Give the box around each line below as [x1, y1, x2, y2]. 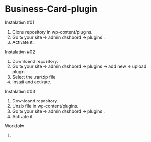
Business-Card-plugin [5, 3, 98, 15]
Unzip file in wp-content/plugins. [12, 103, 79, 109]
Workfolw [5, 123, 24, 129]
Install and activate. [12, 79, 52, 85]
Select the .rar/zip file [12, 74, 56, 80]
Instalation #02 [5, 49, 35, 55]
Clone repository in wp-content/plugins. [12, 29, 93, 35]
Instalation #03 [5, 88, 36, 94]
